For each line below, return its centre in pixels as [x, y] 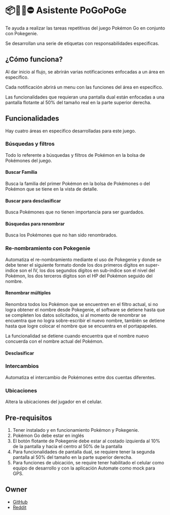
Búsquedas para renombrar [35, 224]
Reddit [19, 507]
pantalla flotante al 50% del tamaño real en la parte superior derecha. [78, 102]
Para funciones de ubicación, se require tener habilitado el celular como [88, 462]
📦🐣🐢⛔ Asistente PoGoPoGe [66, 10]
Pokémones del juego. [29, 160]
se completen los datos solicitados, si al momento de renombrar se [76, 315]
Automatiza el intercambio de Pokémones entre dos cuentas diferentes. [81, 377]
